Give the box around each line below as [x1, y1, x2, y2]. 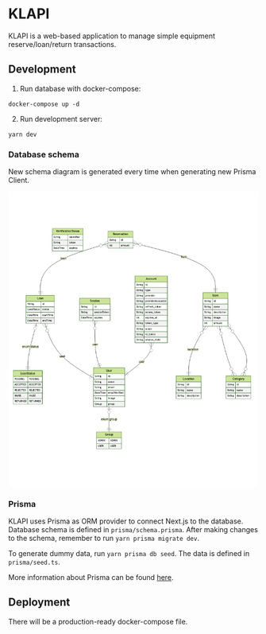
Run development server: [19, 114, 103, 123]
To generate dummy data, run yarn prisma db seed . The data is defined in [8, 549, 250, 558]
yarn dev [8, 130, 37, 138]
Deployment [8, 596, 71, 609]
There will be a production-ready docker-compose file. [8, 616, 188, 626]
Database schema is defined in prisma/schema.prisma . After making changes [8, 525, 258, 535]
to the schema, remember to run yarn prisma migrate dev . [8, 534, 200, 543]
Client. [8, 176, 30, 185]
